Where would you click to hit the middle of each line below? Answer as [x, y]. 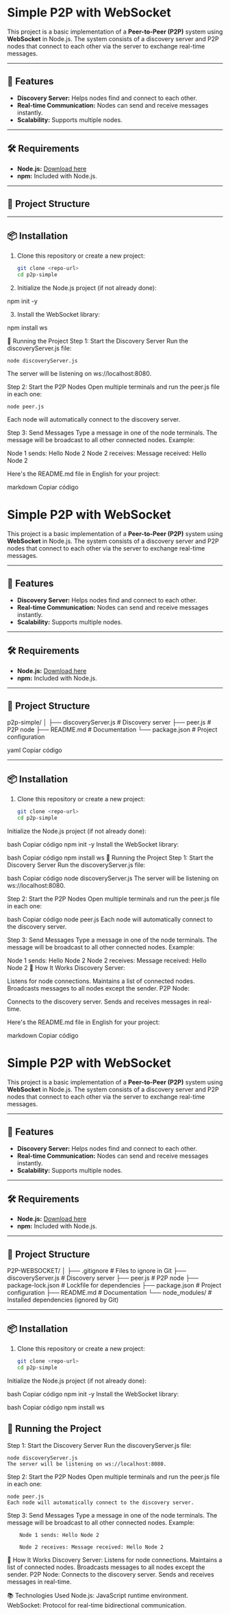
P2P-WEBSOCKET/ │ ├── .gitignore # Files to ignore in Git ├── [97, 1271]
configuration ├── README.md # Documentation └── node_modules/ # [110, 1293]
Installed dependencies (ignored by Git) [63, 1300]
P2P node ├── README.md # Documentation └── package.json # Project [112, 730]
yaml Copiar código [35, 750]
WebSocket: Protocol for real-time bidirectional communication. [97, 1605]
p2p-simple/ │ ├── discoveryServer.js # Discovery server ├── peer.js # [109, 722]
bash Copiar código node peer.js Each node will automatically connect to [110, 919]
